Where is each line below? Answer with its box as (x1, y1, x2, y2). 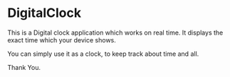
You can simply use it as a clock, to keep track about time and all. (7, 49, 199, 58)
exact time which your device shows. (7, 35, 116, 44)
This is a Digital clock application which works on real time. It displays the (7, 28, 224, 37)
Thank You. (7, 63, 41, 71)
